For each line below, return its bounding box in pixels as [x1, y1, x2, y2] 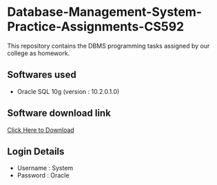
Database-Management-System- [7, 4, 202, 20]
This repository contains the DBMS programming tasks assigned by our [7, 41, 210, 50]
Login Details [7, 146, 65, 157]
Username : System [17, 164, 74, 173]
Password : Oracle [17, 171, 70, 179]
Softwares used [7, 69, 77, 81]
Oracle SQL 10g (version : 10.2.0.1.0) [17, 87, 120, 95]
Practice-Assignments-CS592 [7, 19, 185, 35]
